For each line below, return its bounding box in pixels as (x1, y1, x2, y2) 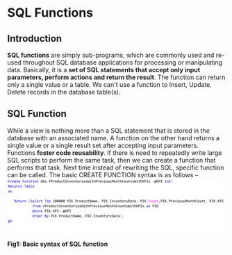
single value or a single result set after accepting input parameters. (7, 141, 199, 149)
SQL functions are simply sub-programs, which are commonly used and (7, 51, 215, 59)
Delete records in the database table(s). (7, 88, 121, 96)
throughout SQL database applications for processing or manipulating (23, 58, 223, 67)
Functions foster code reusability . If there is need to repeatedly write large (7, 148, 222, 157)
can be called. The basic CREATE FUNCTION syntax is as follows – (7, 170, 199, 179)
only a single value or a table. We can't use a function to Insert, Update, (7, 81, 212, 88)
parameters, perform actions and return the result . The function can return (7, 73, 226, 81)
